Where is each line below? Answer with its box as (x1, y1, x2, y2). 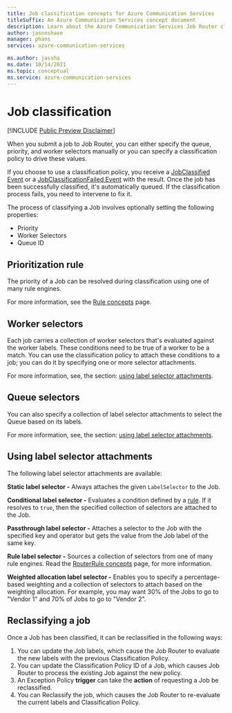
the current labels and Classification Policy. (17, 698, 140, 706)
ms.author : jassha (7, 55, 60, 62)
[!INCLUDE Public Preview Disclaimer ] (7, 126, 115, 135)
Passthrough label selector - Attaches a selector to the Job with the (7, 524, 202, 532)
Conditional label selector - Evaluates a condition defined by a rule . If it (7, 495, 212, 504)
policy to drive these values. (7, 155, 88, 163)
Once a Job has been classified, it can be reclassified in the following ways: (7, 633, 223, 641)
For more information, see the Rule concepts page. (7, 298, 152, 306)
